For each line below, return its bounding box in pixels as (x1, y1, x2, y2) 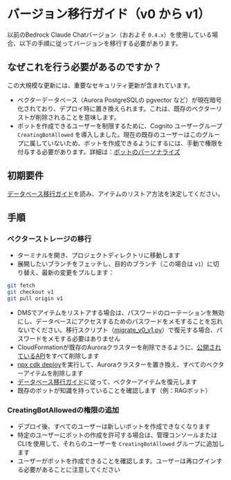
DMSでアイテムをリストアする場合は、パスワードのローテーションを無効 (17, 308, 225, 317)
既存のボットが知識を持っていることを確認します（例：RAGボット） (17, 386, 212, 394)
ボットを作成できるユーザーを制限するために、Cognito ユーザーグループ (17, 122, 223, 130)
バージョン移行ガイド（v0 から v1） (7, 6, 211, 22)
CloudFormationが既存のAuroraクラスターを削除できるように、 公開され (17, 343, 221, 351)
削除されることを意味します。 (35, 113, 120, 121)
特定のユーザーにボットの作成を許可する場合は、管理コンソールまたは (17, 431, 218, 439)
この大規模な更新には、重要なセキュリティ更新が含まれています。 (7, 81, 194, 89)
